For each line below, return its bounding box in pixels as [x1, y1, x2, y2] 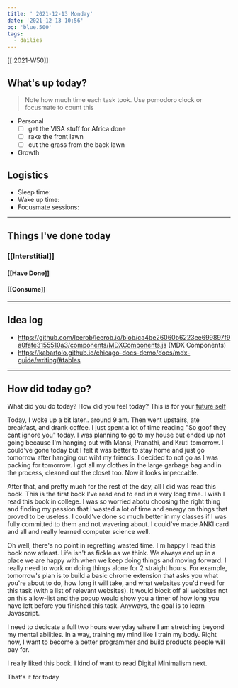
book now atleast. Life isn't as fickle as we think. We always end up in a [7, 548, 216, 557]
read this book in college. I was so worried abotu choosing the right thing [7, 497, 221, 506]
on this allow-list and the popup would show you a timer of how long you [7, 594, 220, 602]
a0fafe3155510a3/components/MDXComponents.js [17, 340, 167, 349]
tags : [7, 30, 23, 38]
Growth [17, 148, 40, 157]
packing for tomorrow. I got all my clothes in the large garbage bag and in [7, 460, 222, 469]
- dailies [13, 37, 42, 44]
